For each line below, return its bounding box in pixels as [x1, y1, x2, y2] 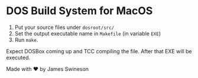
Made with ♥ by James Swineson [6, 65, 89, 72]
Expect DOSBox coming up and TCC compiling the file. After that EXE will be [6, 47, 192, 54]
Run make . [14, 36, 38, 43]
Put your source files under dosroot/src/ [14, 24, 115, 31]
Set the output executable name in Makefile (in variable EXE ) [14, 30, 161, 37]
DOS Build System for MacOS [6, 4, 153, 18]
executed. [6, 54, 31, 61]
